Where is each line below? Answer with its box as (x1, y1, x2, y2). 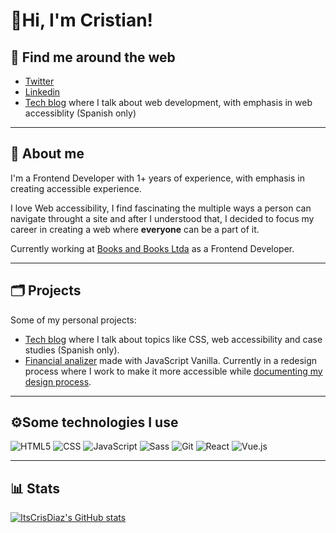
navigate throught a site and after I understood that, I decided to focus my (10, 212, 315, 224)
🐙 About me (10, 145, 85, 163)
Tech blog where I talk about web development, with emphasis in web (24, 97, 313, 108)
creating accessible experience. (10, 182, 142, 194)
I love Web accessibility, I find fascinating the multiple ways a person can (10, 202, 312, 214)
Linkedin (24, 86, 61, 98)
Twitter (24, 75, 55, 87)
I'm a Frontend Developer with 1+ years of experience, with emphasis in (10, 172, 305, 184)
